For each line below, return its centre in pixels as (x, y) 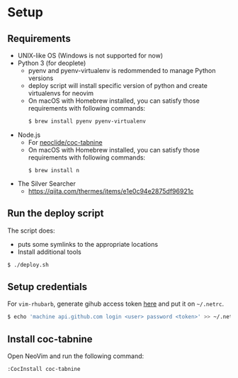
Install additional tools (49, 252)
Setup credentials (47, 287)
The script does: (31, 230)
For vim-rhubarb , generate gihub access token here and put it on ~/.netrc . (116, 304)
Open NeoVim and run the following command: (76, 356)
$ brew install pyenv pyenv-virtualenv (87, 121)
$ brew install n (54, 170)
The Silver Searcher (46, 183)
